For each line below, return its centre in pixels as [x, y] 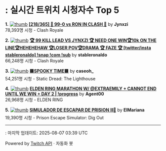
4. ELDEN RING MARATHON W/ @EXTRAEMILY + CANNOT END [81, 88]
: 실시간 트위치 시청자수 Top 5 [62, 10]
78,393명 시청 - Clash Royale [34, 30]
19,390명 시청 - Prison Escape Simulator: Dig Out [54, 117]
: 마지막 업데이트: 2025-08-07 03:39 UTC [46, 133]
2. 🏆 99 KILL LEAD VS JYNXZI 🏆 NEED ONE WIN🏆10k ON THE [81, 40]
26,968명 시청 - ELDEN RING [34, 100]
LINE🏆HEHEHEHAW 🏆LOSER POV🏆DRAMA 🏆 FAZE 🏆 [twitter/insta [78, 48]
